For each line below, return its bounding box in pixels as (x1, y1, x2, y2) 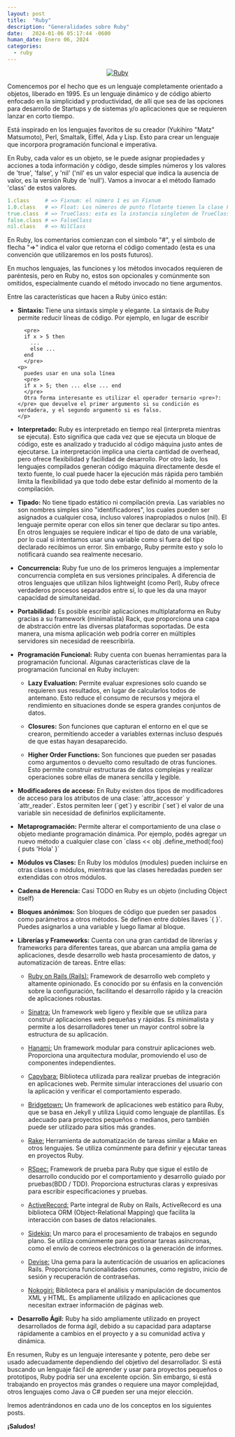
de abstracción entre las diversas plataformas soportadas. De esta (17, 622, 210, 631)
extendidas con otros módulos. (17, 873, 107, 882)
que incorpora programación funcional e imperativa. (7, 140, 157, 148)
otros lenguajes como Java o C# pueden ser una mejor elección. (7, 1387, 194, 1396)
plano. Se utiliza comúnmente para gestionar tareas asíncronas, (27, 1237, 212, 1245)
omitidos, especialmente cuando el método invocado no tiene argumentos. (7, 279, 222, 288)
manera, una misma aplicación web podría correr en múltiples (17, 629, 196, 638)
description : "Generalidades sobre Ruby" (7, 23, 130, 30)
